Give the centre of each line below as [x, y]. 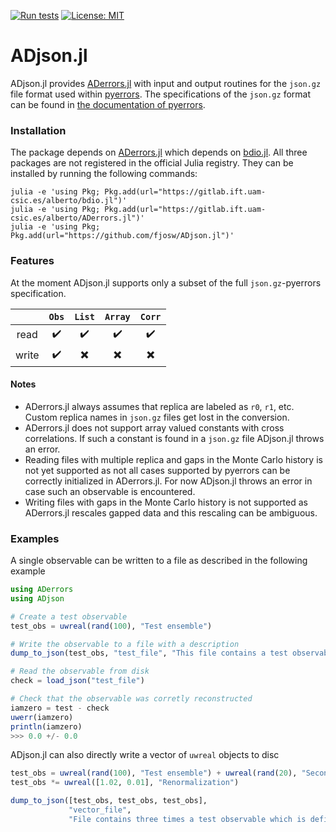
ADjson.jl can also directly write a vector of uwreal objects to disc [145, 755]
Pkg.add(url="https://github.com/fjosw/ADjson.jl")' [122, 236]
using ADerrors [42, 590]
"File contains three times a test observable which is [187, 819]
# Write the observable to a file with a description [125, 644]
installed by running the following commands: [104, 174]
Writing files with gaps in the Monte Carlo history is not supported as [166, 502]
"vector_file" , [100, 810]
